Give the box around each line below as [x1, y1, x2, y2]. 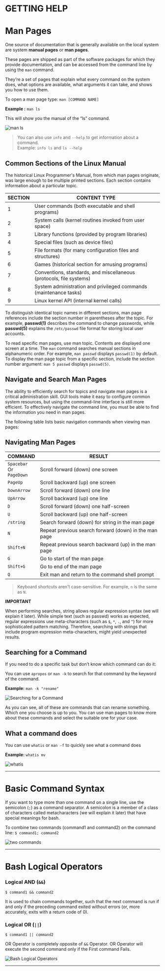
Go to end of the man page [40, 563, 102, 570]
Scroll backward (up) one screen [40, 479, 116, 485]
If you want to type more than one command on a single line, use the [5, 800, 144, 805]
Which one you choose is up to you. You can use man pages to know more [5, 710, 156, 715]
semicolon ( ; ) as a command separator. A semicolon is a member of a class [5, 804, 158, 811]
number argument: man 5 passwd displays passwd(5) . [5, 361, 110, 367]
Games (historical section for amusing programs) [34, 261, 148, 268]
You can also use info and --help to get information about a [17, 135, 139, 141]
